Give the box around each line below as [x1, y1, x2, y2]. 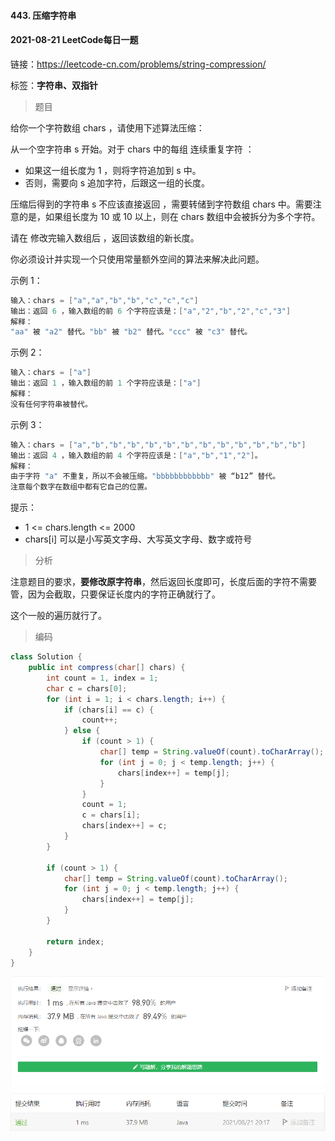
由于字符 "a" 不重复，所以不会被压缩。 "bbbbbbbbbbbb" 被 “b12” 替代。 [10, 471, 281, 482]
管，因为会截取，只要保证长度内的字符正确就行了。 [10, 588, 221, 600]
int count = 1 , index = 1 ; [46, 673, 159, 683]
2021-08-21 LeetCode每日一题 [10, 34, 139, 46]
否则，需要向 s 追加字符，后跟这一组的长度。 [24, 176, 211, 189]
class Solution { [10, 652, 83, 662]
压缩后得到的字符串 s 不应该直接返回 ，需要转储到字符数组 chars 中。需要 [10, 198, 313, 210]
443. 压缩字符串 [10, 9, 77, 21]
